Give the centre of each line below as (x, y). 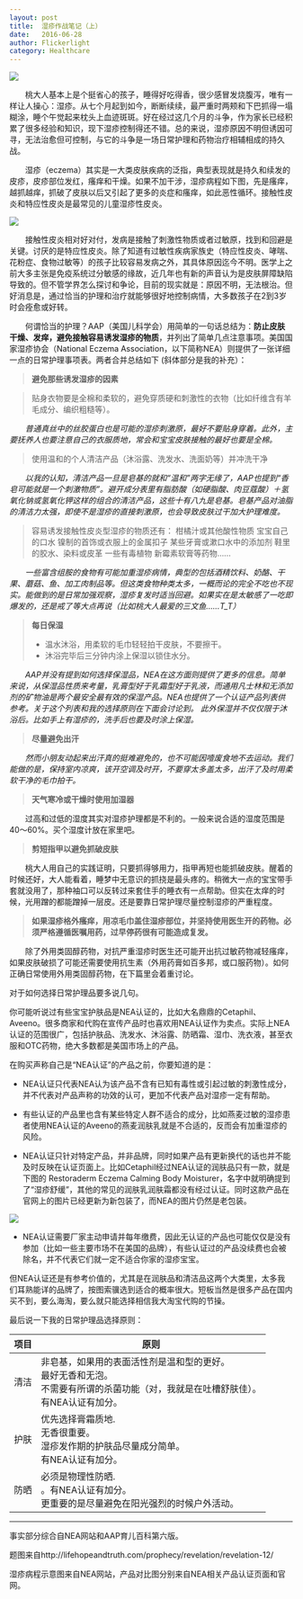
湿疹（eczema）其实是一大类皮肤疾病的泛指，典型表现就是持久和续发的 (158, 170)
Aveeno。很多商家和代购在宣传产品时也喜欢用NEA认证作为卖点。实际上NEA (150, 1023)
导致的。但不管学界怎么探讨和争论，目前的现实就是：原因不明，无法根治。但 (151, 285)
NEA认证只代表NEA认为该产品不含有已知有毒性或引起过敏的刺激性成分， (157, 1084)
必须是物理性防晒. (78, 1477)
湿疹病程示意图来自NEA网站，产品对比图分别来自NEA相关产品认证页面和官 (147, 1574)
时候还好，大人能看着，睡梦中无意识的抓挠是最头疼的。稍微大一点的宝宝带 (147, 880)
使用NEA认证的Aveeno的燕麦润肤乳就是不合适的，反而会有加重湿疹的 (159, 1126)
